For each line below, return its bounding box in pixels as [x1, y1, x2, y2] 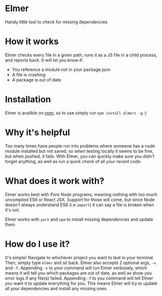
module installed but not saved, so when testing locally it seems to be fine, [5, 148, 154, 154]
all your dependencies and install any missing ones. [5, 285, 108, 291]
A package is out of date [12, 77, 61, 82]
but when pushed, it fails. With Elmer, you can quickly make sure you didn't [5, 153, 155, 159]
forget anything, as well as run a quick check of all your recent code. [5, 158, 142, 164]
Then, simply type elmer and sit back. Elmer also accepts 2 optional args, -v [5, 260, 156, 265]
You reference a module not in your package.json [12, 66, 110, 72]
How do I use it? [5, 238, 70, 249]
